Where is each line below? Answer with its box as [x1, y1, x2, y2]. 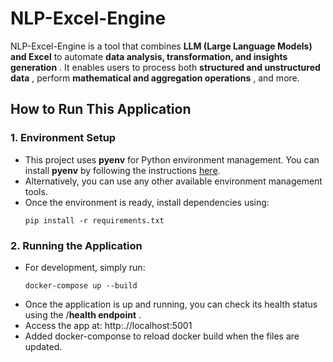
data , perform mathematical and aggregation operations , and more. [10, 72, 300, 84]
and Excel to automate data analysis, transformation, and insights [10, 50, 288, 62]
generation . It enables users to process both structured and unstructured [10, 61, 321, 73]
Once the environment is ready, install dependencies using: [24, 196, 270, 208]
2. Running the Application [10, 238, 143, 252]
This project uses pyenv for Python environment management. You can [24, 153, 320, 166]
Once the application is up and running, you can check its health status [24, 298, 318, 310]
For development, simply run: [24, 261, 146, 273]
